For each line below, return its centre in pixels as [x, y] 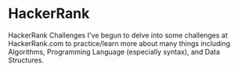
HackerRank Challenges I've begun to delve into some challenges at [118, 35]
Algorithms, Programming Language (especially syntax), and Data [114, 51]
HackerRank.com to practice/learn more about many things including [119, 43]
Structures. [26, 60]
